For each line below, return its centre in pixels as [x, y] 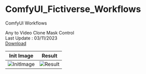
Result [50, 55]
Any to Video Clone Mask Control [40, 32]
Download [16, 43]
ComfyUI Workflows [26, 23]
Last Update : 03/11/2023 [31, 38]
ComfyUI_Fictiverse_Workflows [73, 9]
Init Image [21, 55]
